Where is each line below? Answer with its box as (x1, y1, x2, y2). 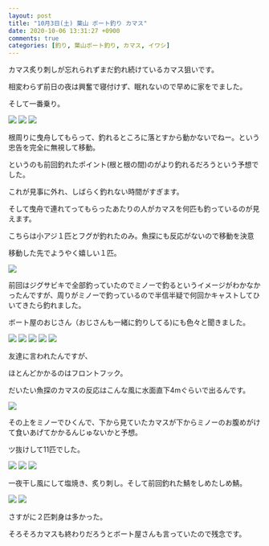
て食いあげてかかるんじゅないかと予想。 (8, 428, 142, 437)
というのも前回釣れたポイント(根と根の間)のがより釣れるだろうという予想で (8, 160, 259, 170)
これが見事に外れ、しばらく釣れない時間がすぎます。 (8, 187, 184, 197)
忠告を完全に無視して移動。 (8, 142, 100, 153)
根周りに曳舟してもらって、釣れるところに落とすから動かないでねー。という (8, 133, 260, 142)
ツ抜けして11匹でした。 (8, 445, 84, 454)
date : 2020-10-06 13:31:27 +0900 (8, 27, 120, 35)
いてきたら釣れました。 (8, 301, 86, 310)
